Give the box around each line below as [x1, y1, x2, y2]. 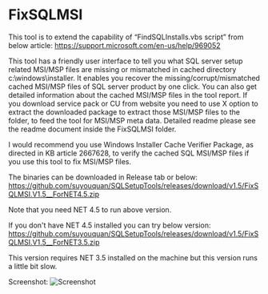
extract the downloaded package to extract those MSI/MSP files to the [8, 107, 240, 117]
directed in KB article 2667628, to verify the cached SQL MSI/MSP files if [8, 148, 250, 158]
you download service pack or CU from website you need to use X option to [8, 99, 258, 108]
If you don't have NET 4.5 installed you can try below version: [8, 220, 211, 230]
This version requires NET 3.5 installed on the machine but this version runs [8, 252, 258, 262]
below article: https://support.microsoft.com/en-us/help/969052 [8, 40, 221, 50]
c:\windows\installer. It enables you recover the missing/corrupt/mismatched [8, 73, 260, 83]
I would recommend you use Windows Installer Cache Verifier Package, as [8, 139, 254, 149]
